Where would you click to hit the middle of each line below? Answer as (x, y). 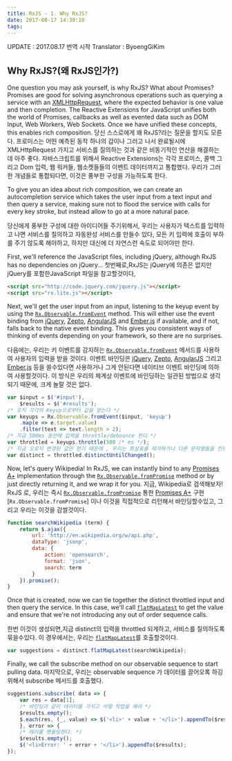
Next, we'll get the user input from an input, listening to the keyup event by (113, 306)
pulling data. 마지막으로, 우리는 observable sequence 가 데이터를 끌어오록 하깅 (115, 672)
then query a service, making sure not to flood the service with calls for (109, 204)
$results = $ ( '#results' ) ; (58, 404)
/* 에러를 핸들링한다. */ (51, 732)
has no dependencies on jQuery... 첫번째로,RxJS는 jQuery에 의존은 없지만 (109, 265)
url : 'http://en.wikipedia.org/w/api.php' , (95, 535)
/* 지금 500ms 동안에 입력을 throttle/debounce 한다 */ (82, 436)
